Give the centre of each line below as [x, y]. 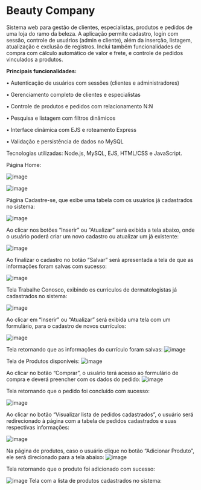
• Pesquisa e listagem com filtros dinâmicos [61, 118]
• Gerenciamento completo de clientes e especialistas [73, 94]
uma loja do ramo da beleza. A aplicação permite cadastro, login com [92, 33]
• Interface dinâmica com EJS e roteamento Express [72, 129]
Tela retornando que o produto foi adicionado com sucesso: [81, 469]
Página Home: [24, 165]
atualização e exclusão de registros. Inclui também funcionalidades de [94, 47]
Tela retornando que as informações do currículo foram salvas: [85, 349]
